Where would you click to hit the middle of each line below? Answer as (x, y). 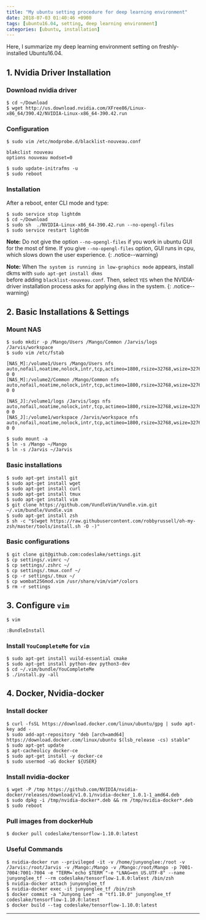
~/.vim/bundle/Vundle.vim (39, 510)
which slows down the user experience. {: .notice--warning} (82, 254)
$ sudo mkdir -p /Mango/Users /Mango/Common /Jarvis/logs (82, 342)
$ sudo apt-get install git (42, 478)
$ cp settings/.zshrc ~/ (38, 565)
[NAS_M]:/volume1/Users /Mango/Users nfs (60, 364)
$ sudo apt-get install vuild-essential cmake (67, 658)
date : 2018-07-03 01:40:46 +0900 (49, 18)
